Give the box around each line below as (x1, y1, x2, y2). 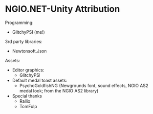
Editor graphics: (12, 67, 44, 73)
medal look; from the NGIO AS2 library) (19, 88, 99, 93)
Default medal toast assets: (12, 77, 67, 83)
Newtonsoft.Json (12, 48, 47, 54)
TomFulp (19, 103, 38, 109)
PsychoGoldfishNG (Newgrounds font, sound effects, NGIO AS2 (19, 82, 149, 89)
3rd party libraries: (5, 38, 43, 45)
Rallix (19, 98, 31, 104)
